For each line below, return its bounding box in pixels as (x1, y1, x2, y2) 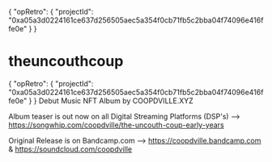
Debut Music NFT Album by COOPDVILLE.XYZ (38, 96, 194, 106)
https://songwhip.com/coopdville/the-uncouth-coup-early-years (8, 120, 224, 130)
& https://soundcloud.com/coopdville (8, 144, 132, 154)
